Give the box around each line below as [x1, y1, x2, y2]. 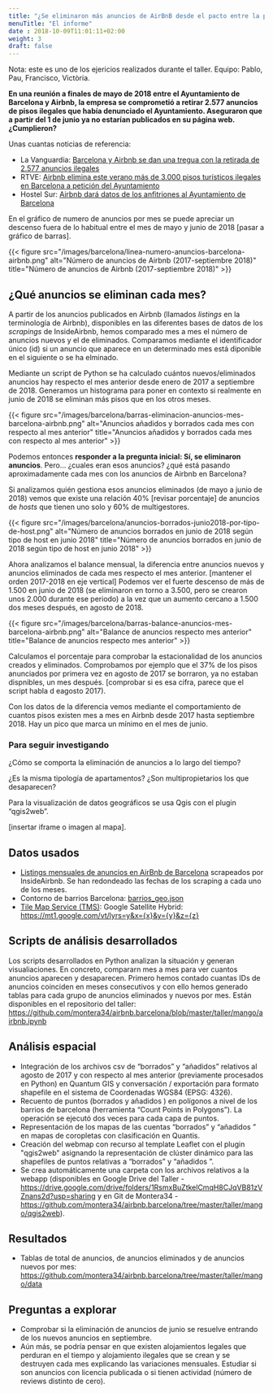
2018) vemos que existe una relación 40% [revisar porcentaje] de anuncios [8, 493, 260, 503]
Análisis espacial [8, 1040, 97, 1054]
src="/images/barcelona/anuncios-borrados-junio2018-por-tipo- [42, 517, 260, 527]
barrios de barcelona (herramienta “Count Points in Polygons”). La [19, 1104, 242, 1114]
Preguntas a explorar [8, 1303, 117, 1317]
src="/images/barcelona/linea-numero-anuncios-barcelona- [42, 247, 245, 257]
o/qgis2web [19, 1208, 61, 1218]
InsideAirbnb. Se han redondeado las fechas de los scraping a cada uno [19, 876, 262, 886]
